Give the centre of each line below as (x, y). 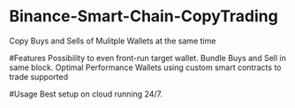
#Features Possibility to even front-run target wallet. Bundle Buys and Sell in (148, 58)
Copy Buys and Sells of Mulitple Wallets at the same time (113, 41)
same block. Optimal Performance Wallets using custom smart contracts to (145, 67)
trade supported (39, 76)
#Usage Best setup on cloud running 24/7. (86, 94)
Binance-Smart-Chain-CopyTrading (144, 16)
